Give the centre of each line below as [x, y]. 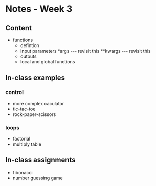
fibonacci [23, 172]
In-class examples [35, 78]
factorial [21, 138]
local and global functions [48, 62]
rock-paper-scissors [34, 114]
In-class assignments [40, 160]
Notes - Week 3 [39, 9]
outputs [28, 56]
